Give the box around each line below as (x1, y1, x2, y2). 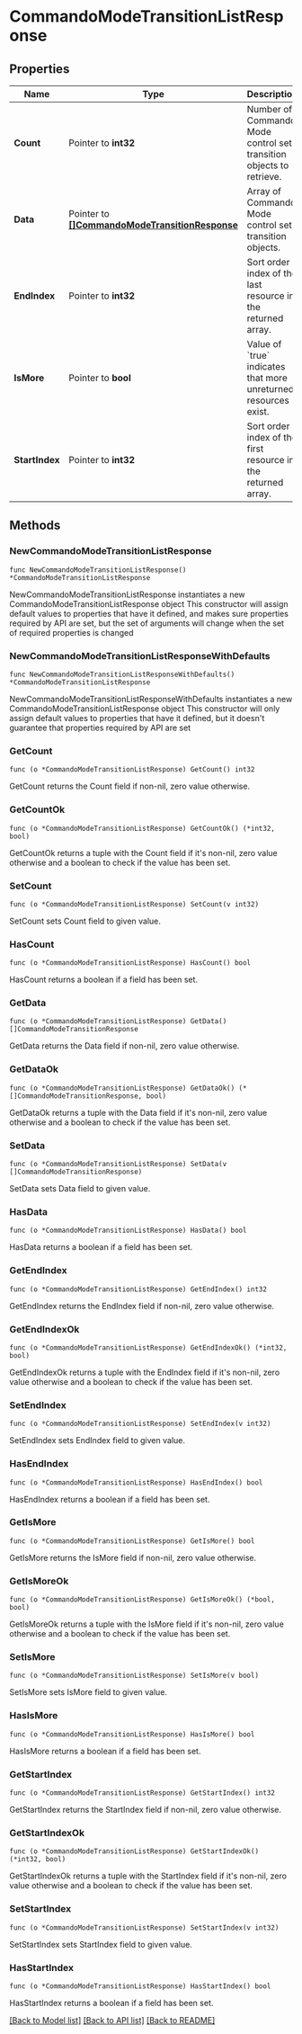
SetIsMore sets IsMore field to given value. (9, 1687, 168, 1698)
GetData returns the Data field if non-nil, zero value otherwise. (9, 1040, 240, 1051)
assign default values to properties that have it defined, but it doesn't (9, 712, 265, 723)
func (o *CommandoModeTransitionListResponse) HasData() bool (9, 1226, 247, 1236)
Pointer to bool (68, 371, 132, 384)
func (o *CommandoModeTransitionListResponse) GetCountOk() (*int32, (9, 824, 276, 833)
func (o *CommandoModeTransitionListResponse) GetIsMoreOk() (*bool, (9, 1595, 276, 1604)
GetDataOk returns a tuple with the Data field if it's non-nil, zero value (9, 1107, 268, 1118)
